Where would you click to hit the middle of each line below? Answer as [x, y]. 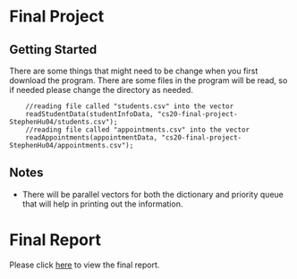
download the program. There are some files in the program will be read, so [148, 80]
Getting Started [53, 50]
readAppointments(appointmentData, [92, 138]
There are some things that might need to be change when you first [134, 71]
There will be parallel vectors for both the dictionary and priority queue [153, 194]
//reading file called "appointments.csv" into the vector [138, 130]
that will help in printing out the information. [102, 204]
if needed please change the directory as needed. [102, 90]
